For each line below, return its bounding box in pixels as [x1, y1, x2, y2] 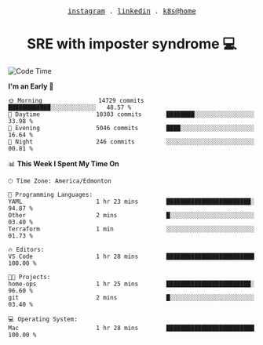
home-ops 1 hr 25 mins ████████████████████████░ [8, 280, 255, 288]
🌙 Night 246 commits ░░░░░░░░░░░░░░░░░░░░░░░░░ [8, 137, 255, 146]
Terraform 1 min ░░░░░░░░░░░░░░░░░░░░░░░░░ [8, 225, 255, 233]
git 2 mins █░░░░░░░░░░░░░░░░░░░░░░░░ [8, 293, 255, 301]
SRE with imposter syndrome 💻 [27, 35, 237, 53]
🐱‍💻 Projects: [8, 273, 51, 281]
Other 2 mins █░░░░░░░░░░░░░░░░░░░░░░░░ [8, 211, 255, 219]
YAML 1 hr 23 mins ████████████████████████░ [8, 198, 255, 205]
